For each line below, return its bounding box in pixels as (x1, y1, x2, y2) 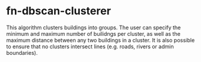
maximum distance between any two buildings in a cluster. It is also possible (6, 36, 195, 44)
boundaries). (6, 49, 38, 56)
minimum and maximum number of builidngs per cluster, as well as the (6, 30, 181, 37)
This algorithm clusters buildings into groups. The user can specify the (6, 24, 181, 31)
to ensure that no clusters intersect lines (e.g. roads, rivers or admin (6, 43, 174, 50)
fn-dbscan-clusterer (6, 4, 111, 18)
